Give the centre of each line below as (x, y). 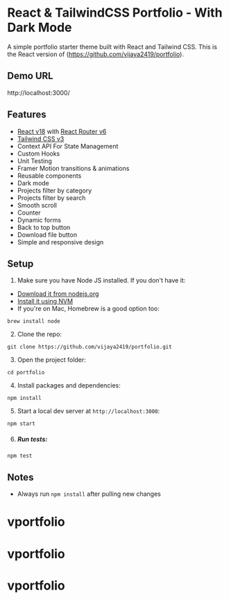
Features (27, 115)
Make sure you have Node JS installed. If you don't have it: (101, 281)
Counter (29, 212)
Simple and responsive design (60, 242)
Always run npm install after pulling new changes (89, 494)
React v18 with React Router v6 (62, 131)
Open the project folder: (52, 360)
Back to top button (44, 227)
